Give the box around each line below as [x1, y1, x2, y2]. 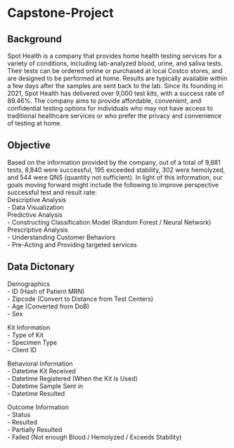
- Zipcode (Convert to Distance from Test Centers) [7, 294, 154, 303]
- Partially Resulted [7, 425, 63, 434]
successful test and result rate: [7, 188, 97, 197]
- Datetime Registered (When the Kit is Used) [7, 374, 138, 382]
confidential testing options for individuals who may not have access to [7, 104, 213, 112]
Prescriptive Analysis [7, 225, 68, 234]
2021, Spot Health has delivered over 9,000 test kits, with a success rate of [7, 89, 225, 97]
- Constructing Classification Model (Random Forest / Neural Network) [7, 218, 212, 226]
